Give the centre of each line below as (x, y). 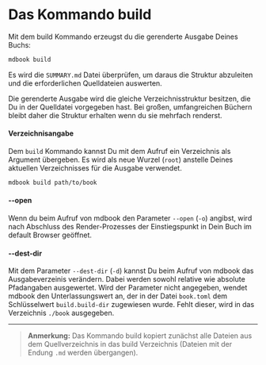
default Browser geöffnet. (50, 235)
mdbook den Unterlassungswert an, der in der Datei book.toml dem (118, 296)
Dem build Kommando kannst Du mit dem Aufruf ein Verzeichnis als (120, 152)
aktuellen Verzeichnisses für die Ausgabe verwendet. (95, 168)
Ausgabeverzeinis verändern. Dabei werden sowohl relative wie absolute (127, 279)
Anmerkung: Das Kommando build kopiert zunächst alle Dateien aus (140, 336)
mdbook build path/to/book (53, 183)
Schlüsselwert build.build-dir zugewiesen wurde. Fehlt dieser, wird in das (131, 305)
